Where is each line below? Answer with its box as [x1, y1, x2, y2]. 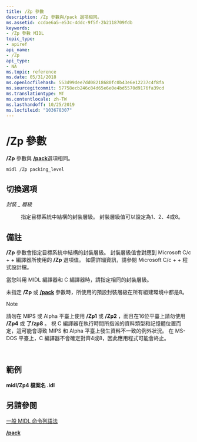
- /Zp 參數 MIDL [6, 31, 44, 36]
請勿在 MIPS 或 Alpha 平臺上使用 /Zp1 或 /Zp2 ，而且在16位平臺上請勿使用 [6, 313, 186, 320]
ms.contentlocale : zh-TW [6, 96, 67, 102]
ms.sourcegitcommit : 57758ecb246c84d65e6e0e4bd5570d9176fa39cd [6, 85, 165, 91]
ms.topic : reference [6, 69, 57, 75]
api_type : [6, 58, 31, 64]
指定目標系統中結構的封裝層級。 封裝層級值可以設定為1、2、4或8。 [21, 213, 183, 221]
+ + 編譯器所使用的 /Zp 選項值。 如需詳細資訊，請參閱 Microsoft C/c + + [6, 256, 181, 263]
